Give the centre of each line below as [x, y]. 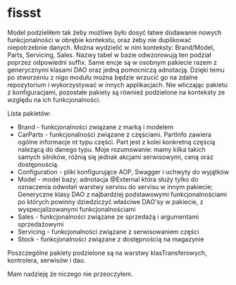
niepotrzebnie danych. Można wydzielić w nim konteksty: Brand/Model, [111, 47]
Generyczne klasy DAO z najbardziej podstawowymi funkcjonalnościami [122, 194]
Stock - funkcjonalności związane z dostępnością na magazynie [111, 239]
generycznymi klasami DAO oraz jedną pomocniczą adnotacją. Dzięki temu [116, 70]
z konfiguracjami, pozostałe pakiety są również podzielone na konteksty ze [116, 92]
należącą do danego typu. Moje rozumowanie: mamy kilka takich [112, 149]
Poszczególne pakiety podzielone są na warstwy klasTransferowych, [107, 253]
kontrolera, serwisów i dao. [46, 260]
